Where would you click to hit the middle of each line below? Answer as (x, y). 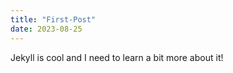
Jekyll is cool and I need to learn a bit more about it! (117, 57)
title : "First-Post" (53, 19)
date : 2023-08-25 (46, 29)
